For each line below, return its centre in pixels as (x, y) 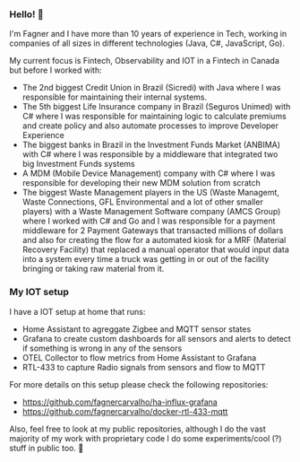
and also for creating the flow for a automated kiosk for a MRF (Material (154, 240)
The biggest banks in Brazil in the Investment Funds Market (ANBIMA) (151, 145)
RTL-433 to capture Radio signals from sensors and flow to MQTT (144, 367)
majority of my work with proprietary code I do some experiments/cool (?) (146, 438)
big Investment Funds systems (79, 164)
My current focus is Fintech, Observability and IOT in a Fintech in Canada (144, 61)
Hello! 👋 (27, 14)
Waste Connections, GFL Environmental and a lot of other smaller (143, 202)
